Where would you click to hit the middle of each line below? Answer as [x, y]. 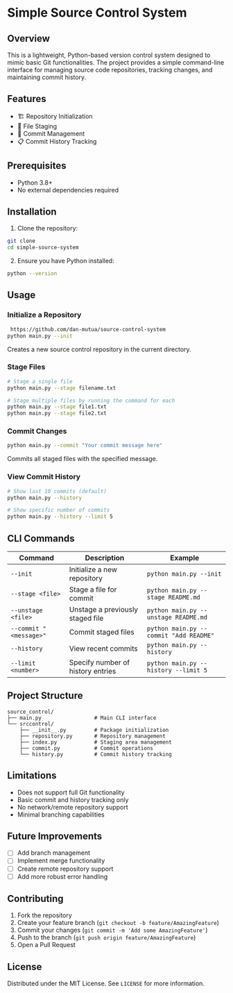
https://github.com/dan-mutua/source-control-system [88, 329]
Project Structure [45, 696]
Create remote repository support [65, 869]
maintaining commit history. [47, 77]
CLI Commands [41, 539]
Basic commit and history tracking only [73, 799]
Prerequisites [37, 166]
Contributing [35, 899]
